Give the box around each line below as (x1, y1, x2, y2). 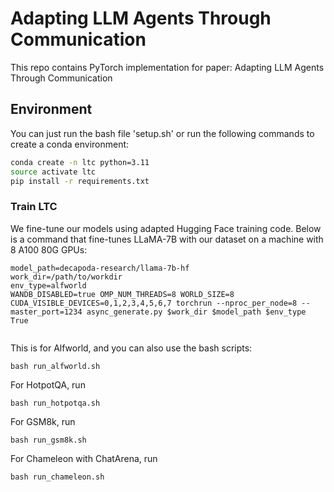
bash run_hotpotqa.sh (10, 398, 101, 408)
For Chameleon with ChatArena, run (10, 452, 158, 464)
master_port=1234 (10, 307, 83, 317)
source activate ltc (10, 167, 97, 177)
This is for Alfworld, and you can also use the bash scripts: (10, 342, 253, 354)
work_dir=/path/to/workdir (10, 272, 123, 282)
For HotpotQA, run (10, 378, 86, 391)
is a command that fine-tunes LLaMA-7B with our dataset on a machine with (10, 233, 324, 245)
